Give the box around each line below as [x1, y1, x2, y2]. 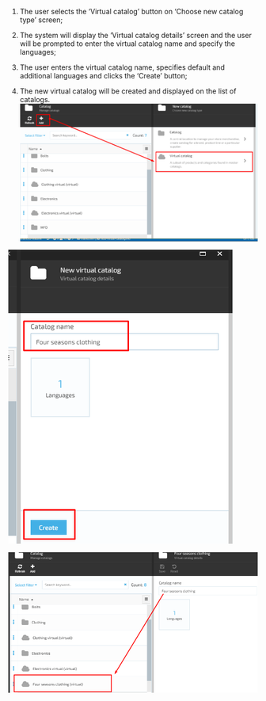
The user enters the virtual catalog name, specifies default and [19, 63, 226, 72]
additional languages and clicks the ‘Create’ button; [19, 71, 188, 80]
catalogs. [19, 95, 51, 104]
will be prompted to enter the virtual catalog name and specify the [19, 39, 236, 48]
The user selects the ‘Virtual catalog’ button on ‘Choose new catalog [19, 7, 244, 16]
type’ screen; [19, 15, 63, 25]
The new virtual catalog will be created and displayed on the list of [19, 86, 237, 96]
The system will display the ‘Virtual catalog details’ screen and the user [19, 31, 252, 40]
